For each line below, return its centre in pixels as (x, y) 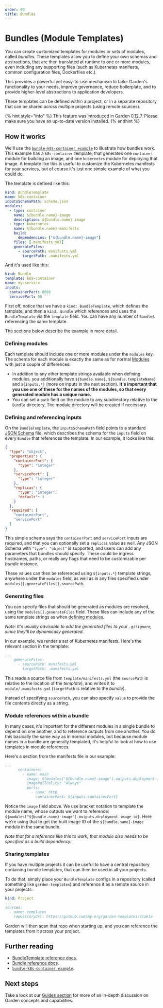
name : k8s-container (26, 197)
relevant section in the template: (37, 646)
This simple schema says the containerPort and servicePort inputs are (76, 538)
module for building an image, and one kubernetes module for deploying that (81, 159)
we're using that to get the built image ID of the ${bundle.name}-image (74, 821)
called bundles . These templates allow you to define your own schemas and (81, 57)
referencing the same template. (36, 321)
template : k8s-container (30, 279)
